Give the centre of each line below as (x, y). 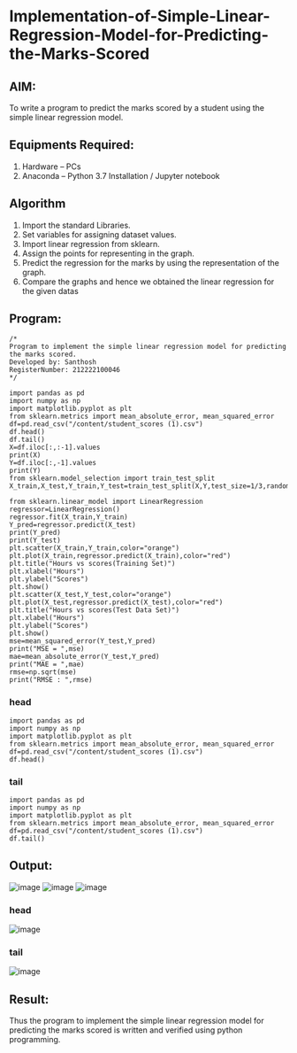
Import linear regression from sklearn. (91, 244)
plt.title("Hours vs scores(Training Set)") (92, 564)
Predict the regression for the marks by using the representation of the (151, 262)
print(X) (25, 455)
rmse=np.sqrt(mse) (43, 672)
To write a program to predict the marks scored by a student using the (137, 108)
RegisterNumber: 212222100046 (65, 370)
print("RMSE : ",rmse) (51, 680)
